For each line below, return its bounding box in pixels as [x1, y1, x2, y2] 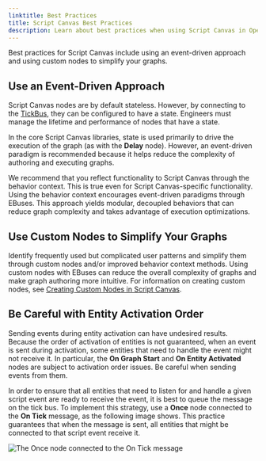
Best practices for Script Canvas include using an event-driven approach [8, 48, 246, 58]
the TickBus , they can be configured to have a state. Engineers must [8, 109, 232, 119]
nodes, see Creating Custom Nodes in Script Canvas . [8, 284, 182, 294]
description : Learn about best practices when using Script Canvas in [8, 26, 246, 34]
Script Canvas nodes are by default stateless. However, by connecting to [8, 101, 246, 110]
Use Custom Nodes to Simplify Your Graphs [8, 230, 228, 243]
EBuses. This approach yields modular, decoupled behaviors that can [8, 199, 234, 208]
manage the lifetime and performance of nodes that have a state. [8, 117, 220, 127]
